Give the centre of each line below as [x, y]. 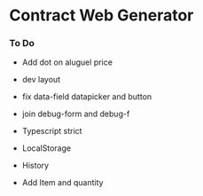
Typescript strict [52, 131]
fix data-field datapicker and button [87, 97]
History [35, 166]
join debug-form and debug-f [76, 114]
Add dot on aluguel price [67, 62]
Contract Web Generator [101, 16]
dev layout [41, 80]
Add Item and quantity [62, 183]
